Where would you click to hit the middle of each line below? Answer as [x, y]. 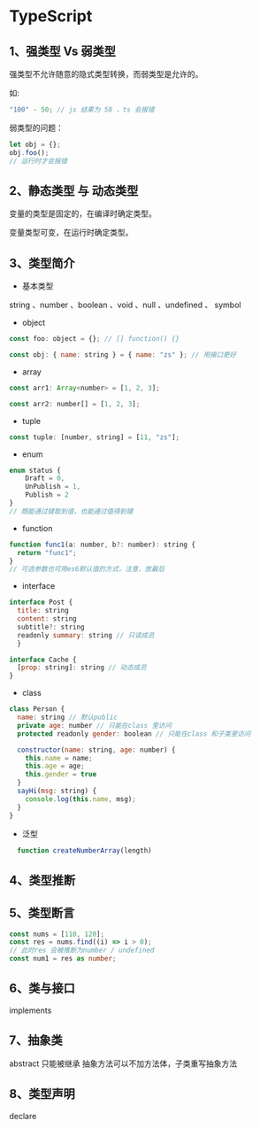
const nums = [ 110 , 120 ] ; [57, 934]
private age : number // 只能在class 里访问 [95, 725]
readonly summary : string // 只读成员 [86, 635]
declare [23, 1116]
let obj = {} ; [35, 144]
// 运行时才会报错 [38, 161]
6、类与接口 [42, 989]
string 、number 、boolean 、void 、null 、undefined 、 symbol [125, 305]
